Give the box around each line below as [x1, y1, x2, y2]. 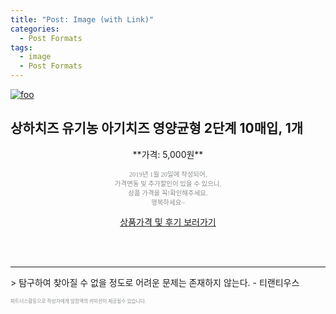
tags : [10, 42, 33, 53]
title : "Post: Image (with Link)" [10, 14, 155, 25]
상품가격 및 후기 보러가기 [119, 216, 217, 228]
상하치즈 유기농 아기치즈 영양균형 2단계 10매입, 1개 [10, 120, 304, 137]
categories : [10, 24, 60, 34]
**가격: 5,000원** [132, 148, 204, 160]
